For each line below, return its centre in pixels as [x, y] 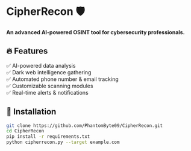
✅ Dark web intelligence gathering [49, 72]
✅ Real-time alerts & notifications [47, 92]
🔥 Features [27, 51]
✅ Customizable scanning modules [50, 86]
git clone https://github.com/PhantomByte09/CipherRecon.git [85, 126]
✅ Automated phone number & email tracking [62, 79]
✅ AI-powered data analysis [41, 65]
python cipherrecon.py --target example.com [63, 142]
